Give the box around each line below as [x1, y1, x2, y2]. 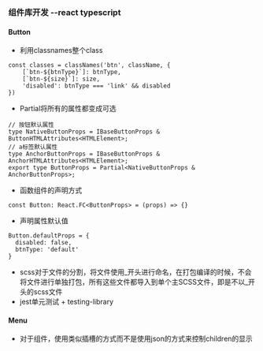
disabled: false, [15, 239, 72, 247]
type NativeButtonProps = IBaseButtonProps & [8, 128, 160, 136]
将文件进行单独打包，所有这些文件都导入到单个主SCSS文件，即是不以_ [19, 278, 249, 287]
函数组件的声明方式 [19, 185, 83, 195]
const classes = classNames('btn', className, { [8, 62, 171, 69]
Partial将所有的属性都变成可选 [19, 104, 117, 114]
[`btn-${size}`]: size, [22, 75, 101, 84]
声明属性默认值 [19, 216, 69, 226]
